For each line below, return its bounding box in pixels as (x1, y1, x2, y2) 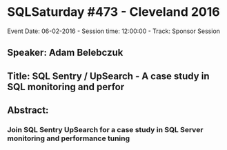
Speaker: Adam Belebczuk (7, 47, 124, 58)
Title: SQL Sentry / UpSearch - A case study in (7, 70, 210, 82)
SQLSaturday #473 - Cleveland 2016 (7, 4, 220, 20)
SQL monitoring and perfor (7, 81, 125, 93)
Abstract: (7, 105, 49, 116)
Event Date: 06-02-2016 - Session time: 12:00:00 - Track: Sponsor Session (7, 27, 221, 35)
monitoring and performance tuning (7, 133, 130, 143)
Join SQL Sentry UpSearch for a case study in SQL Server (7, 125, 204, 135)
